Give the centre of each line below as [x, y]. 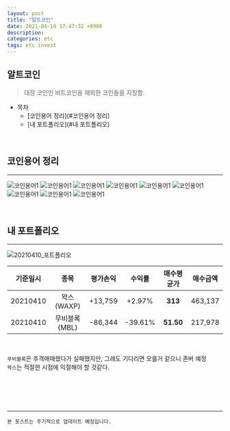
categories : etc [30, 39]
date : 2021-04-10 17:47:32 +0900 [55, 26]
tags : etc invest [32, 45]
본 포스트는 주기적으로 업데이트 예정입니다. [59, 422]
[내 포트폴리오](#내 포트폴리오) [68, 124]
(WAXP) [67, 306]
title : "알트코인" [30, 20]
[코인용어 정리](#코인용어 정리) [68, 115]
